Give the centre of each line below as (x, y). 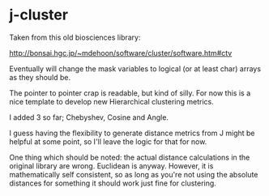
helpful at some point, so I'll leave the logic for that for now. (108, 141)
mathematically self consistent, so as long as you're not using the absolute (134, 174)
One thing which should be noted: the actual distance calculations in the (130, 157)
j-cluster (38, 15)
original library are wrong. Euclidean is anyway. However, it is (111, 166)
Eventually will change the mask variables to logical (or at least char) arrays (135, 68)
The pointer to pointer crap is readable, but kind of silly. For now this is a (130, 93)
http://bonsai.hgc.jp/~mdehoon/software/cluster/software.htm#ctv (121, 53)
